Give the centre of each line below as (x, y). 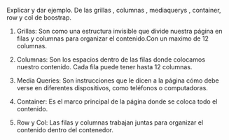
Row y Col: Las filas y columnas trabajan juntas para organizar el (110, 122)
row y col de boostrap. (39, 17)
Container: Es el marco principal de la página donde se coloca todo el (117, 101)
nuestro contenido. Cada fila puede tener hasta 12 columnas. (104, 67)
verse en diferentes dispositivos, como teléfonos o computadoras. (112, 88)
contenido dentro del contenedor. (65, 130)
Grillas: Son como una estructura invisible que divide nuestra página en (119, 31)
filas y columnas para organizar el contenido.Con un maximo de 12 (113, 38)
